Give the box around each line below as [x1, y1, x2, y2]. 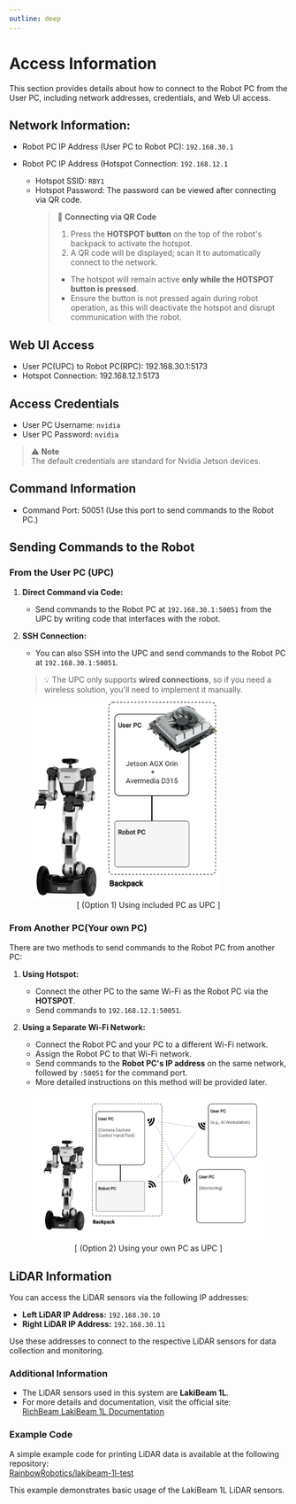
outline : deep [9, 14, 62, 23]
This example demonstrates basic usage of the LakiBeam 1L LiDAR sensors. [9, 1485, 285, 1495]
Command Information [9, 481, 137, 496]
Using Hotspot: [21, 968, 80, 979]
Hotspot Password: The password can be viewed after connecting [34, 185, 277, 196]
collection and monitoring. [9, 1345, 104, 1355]
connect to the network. [70, 257, 158, 267]
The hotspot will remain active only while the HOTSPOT [70, 275, 274, 285]
